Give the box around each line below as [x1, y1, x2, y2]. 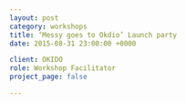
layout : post [9, 13, 59, 23]
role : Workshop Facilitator [9, 64, 117, 73]
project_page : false [9, 72, 88, 82]
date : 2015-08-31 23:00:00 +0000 [9, 38, 137, 48]
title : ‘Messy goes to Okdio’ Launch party [9, 30, 178, 39]
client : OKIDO [9, 56, 64, 65]
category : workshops [9, 22, 88, 31]
